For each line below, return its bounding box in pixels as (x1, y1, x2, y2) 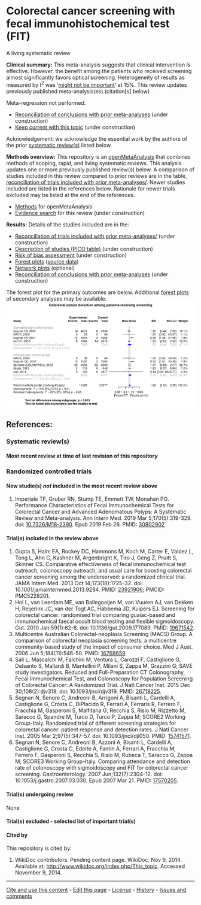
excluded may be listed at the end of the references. (6, 191, 135, 198)
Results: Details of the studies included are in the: (6, 220, 130, 228)
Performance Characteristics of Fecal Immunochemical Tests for (14, 502, 175, 509)
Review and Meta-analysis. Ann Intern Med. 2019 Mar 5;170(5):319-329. (14, 514, 193, 522)
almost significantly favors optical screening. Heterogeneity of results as (6, 74, 185, 81)
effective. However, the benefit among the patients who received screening (6, 67, 192, 74)
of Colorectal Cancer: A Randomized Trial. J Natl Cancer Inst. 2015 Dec (14, 682, 190, 689)
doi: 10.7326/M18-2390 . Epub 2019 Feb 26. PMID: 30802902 (14, 521, 165, 528)
